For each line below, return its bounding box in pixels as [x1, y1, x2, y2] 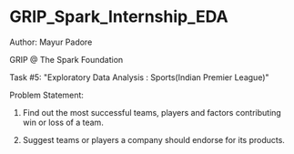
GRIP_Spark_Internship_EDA [9, 6, 229, 27]
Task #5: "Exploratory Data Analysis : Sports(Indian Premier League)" [9, 71, 270, 83]
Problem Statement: [9, 89, 85, 100]
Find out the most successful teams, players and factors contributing [22, 107, 282, 118]
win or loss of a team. [22, 117, 105, 128]
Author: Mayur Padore [9, 36, 93, 47]
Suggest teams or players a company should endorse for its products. [22, 134, 285, 145]
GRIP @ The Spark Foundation [9, 54, 124, 65]
